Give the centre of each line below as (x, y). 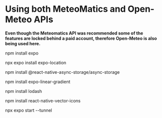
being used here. (23, 43)
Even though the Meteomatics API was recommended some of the (74, 33)
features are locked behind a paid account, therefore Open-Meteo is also (81, 38)
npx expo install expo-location (36, 62)
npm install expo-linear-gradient (38, 82)
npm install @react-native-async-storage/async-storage (63, 72)
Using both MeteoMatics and (65, 9)
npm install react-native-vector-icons (43, 101)
